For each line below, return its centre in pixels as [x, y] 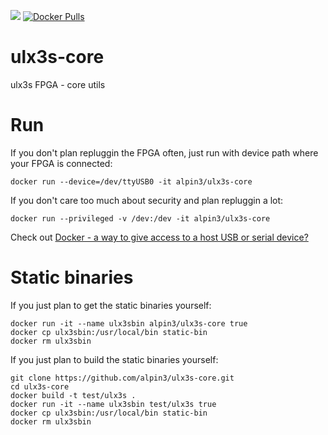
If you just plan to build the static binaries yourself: [114, 359]
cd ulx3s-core [40, 386]
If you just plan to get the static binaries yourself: [111, 305]
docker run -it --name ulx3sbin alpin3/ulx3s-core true [129, 323]
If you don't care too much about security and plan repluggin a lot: [147, 200]
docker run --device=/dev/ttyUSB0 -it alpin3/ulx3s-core [131, 181]
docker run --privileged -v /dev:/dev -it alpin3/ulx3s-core [140, 218]
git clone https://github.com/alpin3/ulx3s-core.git [122, 378]
